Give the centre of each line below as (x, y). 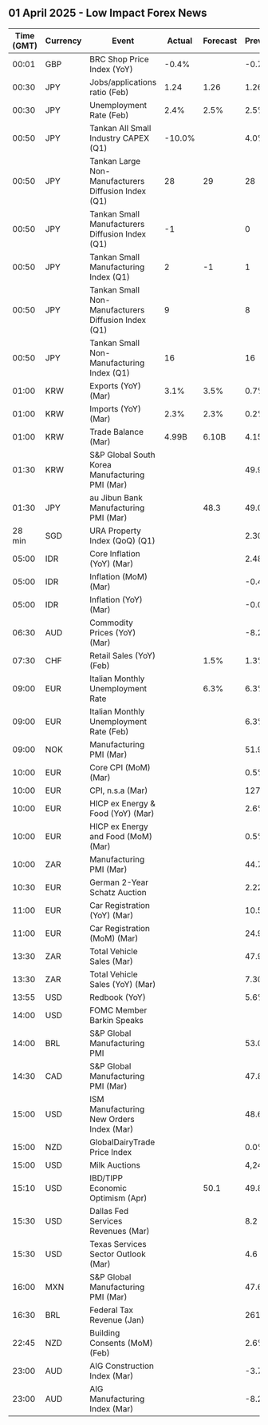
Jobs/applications (123, 82)
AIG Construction (121, 1366)
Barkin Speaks (116, 1020)
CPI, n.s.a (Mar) (118, 790)
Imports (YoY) (115, 408)
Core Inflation (115, 553)
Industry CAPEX (119, 137)
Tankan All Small (120, 128)
